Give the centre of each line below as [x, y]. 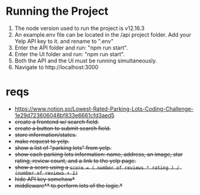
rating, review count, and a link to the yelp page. [75, 161]
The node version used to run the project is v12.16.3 [80, 28]
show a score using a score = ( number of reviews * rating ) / [97, 167]
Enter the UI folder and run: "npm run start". [70, 54]
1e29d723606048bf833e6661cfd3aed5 [64, 115]
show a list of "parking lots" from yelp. [63, 147]
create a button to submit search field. [63, 128]
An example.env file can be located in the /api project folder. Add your [103, 34]
